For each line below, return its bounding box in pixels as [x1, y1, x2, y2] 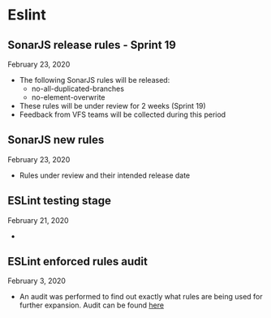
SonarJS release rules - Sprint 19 [7, 38, 176, 52]
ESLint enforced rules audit [7, 255, 148, 269]
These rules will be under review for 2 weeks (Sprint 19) [19, 101, 206, 110]
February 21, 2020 [7, 215, 70, 225]
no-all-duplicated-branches [31, 84, 125, 93]
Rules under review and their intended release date [19, 170, 191, 180]
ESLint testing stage [7, 194, 111, 208]
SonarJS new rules [7, 133, 105, 147]
